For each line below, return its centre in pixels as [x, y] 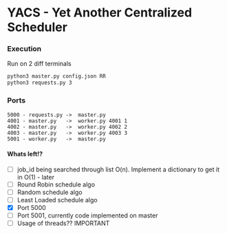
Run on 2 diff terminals [39, 64]
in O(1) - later [36, 177]
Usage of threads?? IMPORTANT [63, 223]
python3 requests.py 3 [40, 83]
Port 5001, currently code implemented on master [87, 215]
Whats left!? [25, 154]
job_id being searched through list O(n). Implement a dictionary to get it [118, 169]
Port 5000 [31, 207]
